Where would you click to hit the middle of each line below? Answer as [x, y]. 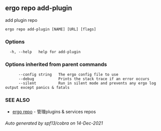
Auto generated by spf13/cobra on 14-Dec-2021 [54, 123]
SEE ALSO [18, 100]
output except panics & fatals [37, 88]
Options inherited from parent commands [56, 65]
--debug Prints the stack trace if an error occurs [84, 79]
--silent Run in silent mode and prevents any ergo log [87, 83]
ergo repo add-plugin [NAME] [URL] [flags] [51, 29]
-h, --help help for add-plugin [45, 52]
